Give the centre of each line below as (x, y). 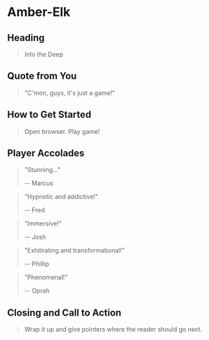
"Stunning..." (42, 170)
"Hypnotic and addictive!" (61, 197)
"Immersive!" (43, 223)
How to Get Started (49, 115)
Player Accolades (46, 153)
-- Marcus (39, 183)
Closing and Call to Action (64, 313)
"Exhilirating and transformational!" (74, 250)
